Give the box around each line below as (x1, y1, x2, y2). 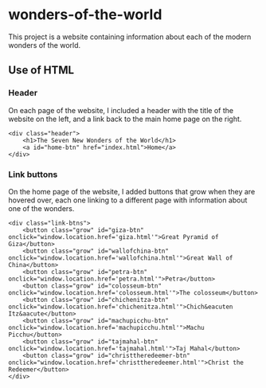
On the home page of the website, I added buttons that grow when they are (8, 186, 256, 196)
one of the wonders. (8, 203, 75, 213)
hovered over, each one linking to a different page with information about (8, 195, 248, 205)
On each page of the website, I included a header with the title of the (8, 105, 233, 115)
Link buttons (8, 169, 58, 180)
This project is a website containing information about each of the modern (8, 32, 252, 41)
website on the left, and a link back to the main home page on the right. (8, 114, 242, 123)
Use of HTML (8, 64, 74, 77)
